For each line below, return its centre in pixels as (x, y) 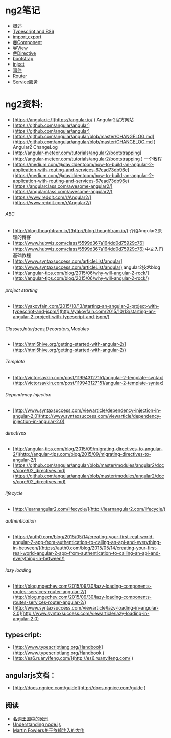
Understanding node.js (37, 724)
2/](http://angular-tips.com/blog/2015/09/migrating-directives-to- (82, 454)
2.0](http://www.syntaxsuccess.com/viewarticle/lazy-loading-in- (81, 613)
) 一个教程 (152, 159)
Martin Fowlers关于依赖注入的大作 (48, 730)
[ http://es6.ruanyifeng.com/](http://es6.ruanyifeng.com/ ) (73, 658)
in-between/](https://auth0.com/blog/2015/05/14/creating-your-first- (85, 548)
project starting (21, 290)
